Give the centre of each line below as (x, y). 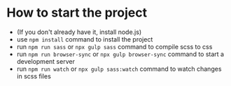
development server (45, 61)
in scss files (34, 76)
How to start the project (77, 13)
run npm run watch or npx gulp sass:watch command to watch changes (119, 69)
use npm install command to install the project (85, 39)
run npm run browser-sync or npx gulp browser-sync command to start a (120, 54)
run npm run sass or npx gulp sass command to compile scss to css (114, 46)
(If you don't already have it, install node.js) (79, 32)
